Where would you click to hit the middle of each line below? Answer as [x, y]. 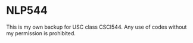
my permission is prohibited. [41, 33]
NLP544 [27, 10]
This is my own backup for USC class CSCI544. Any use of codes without [96, 27]
